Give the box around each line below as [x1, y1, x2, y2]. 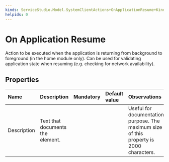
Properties [5, 75, 39, 84]
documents [40, 124, 67, 131]
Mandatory [73, 93, 101, 100]
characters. [128, 149, 155, 156]
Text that [40, 117, 61, 124]
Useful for [128, 105, 152, 112]
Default [105, 90, 124, 97]
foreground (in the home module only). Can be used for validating [5, 56, 141, 62]
